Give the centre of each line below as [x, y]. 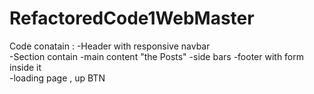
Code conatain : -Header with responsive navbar [110, 46]
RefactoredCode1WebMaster [132, 18]
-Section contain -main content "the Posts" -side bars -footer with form [157, 56]
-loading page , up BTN [57, 78]
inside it [25, 67]
